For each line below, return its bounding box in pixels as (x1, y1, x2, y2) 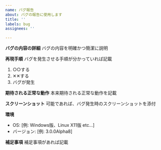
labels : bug (5, 21, 30, 27)
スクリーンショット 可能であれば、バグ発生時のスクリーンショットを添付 (5, 101, 156, 107)
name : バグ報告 (5, 7, 34, 13)
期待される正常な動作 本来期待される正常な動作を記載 (5, 90, 117, 96)
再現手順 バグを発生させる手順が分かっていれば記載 (5, 56, 112, 62)
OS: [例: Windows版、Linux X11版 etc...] (12, 122, 95, 128)
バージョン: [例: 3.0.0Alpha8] (12, 128, 73, 134)
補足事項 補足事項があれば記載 (5, 139, 68, 145)
